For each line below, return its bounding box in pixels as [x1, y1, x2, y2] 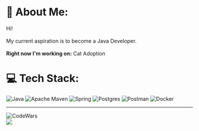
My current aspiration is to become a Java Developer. [6, 37, 137, 44]
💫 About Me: [6, 5, 69, 19]
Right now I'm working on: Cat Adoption [6, 50, 105, 57]
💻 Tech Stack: [6, 72, 79, 85]
